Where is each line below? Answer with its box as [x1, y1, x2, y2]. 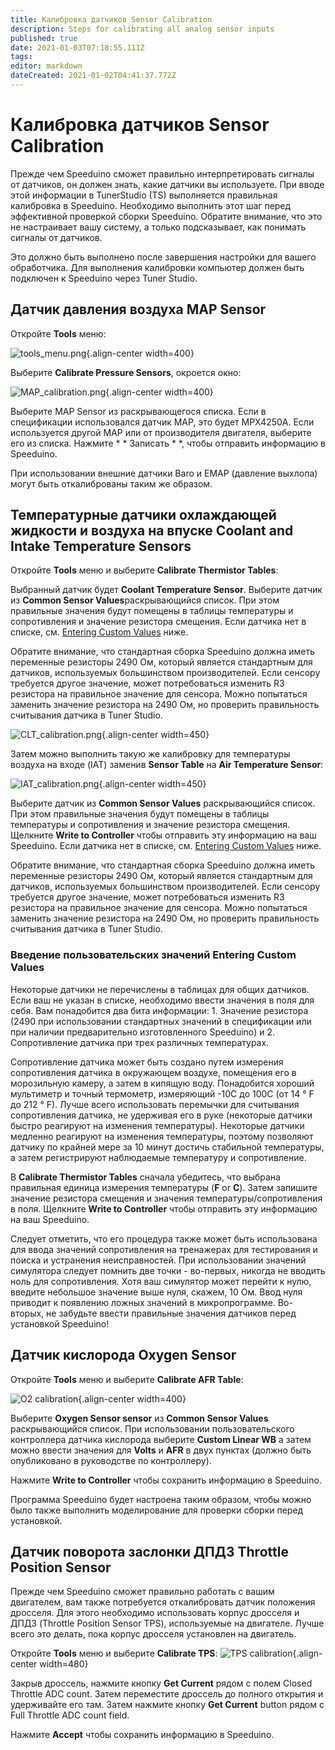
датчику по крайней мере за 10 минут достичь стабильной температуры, [10, 1141, 325, 1153]
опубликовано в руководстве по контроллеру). [10, 1454, 212, 1466]
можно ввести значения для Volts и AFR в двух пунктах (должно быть [10, 1444, 312, 1456]
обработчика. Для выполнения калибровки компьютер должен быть [10, 261, 305, 273]
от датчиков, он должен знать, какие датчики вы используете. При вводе [10, 178, 325, 190]
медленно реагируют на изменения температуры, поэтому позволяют [10, 1130, 314, 1142]
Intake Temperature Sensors [10, 538, 192, 555]
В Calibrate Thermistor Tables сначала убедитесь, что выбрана [10, 1171, 281, 1183]
